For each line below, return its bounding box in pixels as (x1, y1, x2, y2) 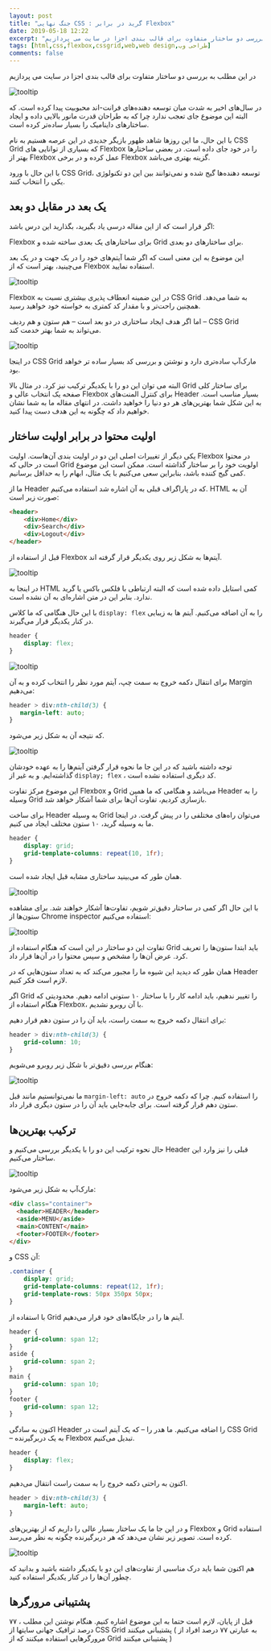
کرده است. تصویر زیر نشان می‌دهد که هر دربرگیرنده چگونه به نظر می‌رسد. (9, 1532, 232, 1541)
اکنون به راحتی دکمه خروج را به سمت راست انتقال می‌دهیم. (9, 1478, 188, 1487)
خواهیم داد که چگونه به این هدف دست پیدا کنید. (9, 406, 150, 416)
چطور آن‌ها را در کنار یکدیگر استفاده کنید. (9, 1572, 132, 1582)
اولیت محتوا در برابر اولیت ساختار (9, 429, 156, 443)
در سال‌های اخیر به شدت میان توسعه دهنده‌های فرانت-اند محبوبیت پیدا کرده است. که (9, 102, 262, 112)
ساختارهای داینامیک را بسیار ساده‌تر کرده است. (9, 120, 150, 129)
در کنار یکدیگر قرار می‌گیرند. (9, 616, 94, 625)
